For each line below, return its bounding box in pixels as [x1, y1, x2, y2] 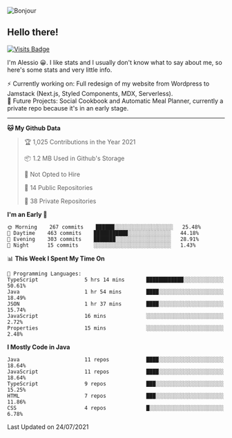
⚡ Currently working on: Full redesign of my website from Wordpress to [7, 79, 210, 88]
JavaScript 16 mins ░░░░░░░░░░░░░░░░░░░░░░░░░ [7, 312, 224, 319]
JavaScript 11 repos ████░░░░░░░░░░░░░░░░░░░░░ [7, 368, 224, 375]
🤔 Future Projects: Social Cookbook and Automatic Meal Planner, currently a [7, 97, 224, 105]
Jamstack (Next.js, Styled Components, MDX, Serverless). [7, 89, 173, 97]
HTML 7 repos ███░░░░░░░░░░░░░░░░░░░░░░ [7, 392, 224, 399]
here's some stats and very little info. [7, 66, 113, 74]
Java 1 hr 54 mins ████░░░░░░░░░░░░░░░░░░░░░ [7, 288, 224, 295]
